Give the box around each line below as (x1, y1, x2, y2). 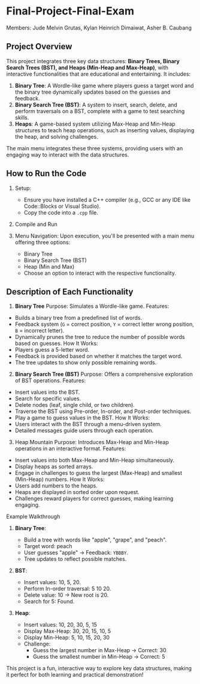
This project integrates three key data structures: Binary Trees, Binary (6, 57, 180, 64)
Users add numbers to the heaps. (14, 482, 98, 489)
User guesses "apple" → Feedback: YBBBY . (23, 549, 129, 557)
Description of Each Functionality (6, 287, 134, 297)
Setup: (14, 185, 32, 192)
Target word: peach (23, 543, 72, 550)
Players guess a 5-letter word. (14, 346, 90, 353)
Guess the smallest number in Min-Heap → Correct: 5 (32, 653, 165, 661)
